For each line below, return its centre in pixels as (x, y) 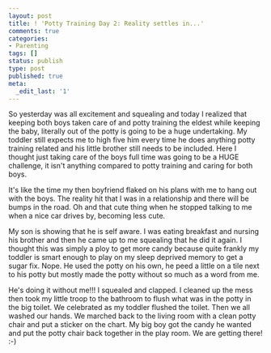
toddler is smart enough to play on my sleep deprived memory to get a (126, 257)
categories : (28, 38)
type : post (27, 69)
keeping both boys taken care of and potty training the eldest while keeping (134, 123)
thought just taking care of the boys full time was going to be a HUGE (124, 157)
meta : (17, 83)
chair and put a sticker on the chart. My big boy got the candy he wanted (130, 325)
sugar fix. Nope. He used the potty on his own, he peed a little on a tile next (134, 266)
